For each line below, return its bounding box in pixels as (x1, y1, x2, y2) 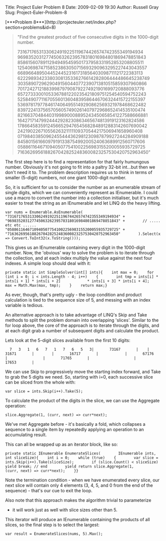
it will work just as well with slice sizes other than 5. (12, 507, 118, 513)
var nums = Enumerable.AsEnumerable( (5, 210, 83, 215)
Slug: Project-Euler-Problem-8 (5, 9, 67, 15)
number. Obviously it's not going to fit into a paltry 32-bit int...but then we (5, 164, 155, 170)
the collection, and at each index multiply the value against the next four (5, 255, 153, 261)
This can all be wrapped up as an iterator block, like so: (5, 442, 118, 447)
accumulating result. (5, 432, 47, 438)
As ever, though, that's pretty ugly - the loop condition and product (5, 292, 142, 298)
